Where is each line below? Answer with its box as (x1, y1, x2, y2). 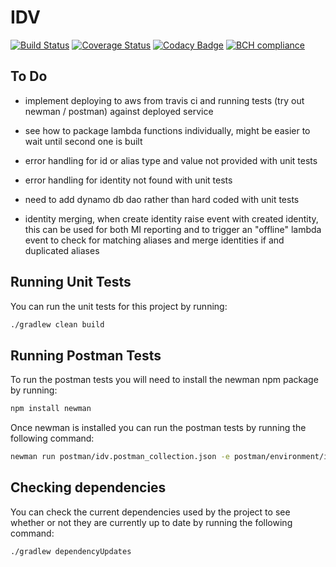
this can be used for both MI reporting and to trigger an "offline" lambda (24, 223, 322, 235)
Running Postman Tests (10, 347, 162, 364)
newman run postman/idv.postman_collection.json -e (10, 452, 230, 462)
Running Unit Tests (10, 274, 132, 291)
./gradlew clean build (10, 319, 105, 330)
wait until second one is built (24, 135, 143, 147)
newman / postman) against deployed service (24, 105, 214, 117)
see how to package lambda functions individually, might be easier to (24, 124, 311, 136)
